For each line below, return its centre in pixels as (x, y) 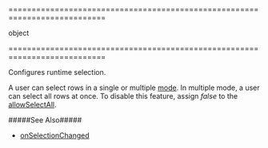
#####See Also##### (45, 120)
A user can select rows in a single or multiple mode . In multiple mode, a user (134, 88)
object (19, 33)
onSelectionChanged (54, 135)
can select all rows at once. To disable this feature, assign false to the (123, 96)
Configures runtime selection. (57, 72)
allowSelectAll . (33, 105)
